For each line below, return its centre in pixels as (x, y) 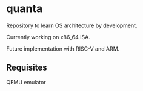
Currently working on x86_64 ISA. (48, 37)
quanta (25, 9)
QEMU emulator (26, 82)
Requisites (27, 68)
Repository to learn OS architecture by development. (72, 25)
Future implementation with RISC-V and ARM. (63, 49)
